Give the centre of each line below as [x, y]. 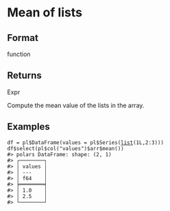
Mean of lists [45, 13]
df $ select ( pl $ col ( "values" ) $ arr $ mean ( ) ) [66, 148]
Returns [25, 75]
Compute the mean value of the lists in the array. [76, 105]
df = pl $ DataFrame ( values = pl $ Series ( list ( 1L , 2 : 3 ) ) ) [86, 142]
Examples [28, 127]
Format [23, 38]
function [19, 54]
